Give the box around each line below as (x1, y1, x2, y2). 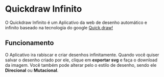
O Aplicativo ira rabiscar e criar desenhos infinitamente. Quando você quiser (5, 52, 160, 58)
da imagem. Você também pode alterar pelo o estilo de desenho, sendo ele (5, 62, 157, 68)
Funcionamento (5, 39, 54, 47)
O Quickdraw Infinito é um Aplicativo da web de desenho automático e (5, 19, 147, 25)
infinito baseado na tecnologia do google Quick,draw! (5, 24, 114, 30)
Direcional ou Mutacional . (5, 67, 59, 73)
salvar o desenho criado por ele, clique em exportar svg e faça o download (5, 57, 158, 63)
